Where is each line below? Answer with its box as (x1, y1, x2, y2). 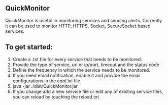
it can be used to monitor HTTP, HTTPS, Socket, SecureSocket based (5, 23, 151, 29)
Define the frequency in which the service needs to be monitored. (12, 67, 151, 73)
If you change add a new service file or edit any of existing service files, (12, 88, 163, 94)
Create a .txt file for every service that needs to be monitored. (12, 56, 142, 62)
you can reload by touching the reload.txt (12, 93, 99, 100)
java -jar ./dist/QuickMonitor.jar (12, 83, 78, 89)
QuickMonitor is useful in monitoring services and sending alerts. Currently (5, 17, 162, 23)
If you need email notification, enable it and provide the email (12, 72, 141, 78)
